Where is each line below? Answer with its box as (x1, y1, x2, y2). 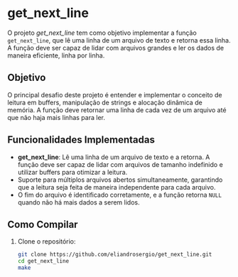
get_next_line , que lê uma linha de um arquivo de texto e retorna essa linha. (7, 36, 231, 44)
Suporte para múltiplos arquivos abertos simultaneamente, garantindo (17, 175, 223, 184)
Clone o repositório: (17, 237, 76, 246)
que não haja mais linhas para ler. (7, 113, 105, 121)
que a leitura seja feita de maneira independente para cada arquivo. (17, 183, 216, 191)
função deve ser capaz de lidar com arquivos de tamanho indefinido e (17, 160, 224, 168)
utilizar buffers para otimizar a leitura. (17, 168, 128, 176)
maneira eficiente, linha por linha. (7, 51, 105, 60)
